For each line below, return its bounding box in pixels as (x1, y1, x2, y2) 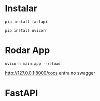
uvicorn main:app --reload (5, 61, 61, 66)
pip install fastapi (5, 19, 48, 24)
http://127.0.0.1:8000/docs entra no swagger (5, 70, 95, 76)
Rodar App (5, 45, 50, 56)
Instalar (5, 3, 37, 14)
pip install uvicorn (5, 28, 48, 33)
